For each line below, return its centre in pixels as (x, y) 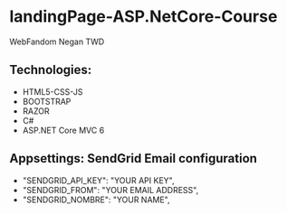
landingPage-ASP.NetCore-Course (143, 17)
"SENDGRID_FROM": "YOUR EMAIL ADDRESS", (110, 190)
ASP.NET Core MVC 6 (63, 130)
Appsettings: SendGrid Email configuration (134, 158)
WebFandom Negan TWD (57, 42)
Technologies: (51, 70)
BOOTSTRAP (47, 101)
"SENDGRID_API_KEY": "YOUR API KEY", (98, 180)
